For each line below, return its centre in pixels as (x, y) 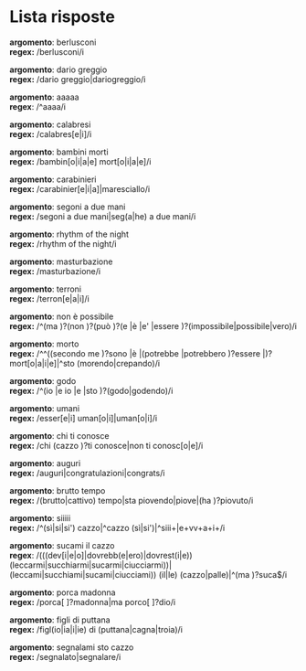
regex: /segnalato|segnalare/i (65, 656)
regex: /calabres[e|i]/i (51, 133)
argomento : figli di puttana (60, 620)
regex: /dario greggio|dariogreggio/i (78, 79)
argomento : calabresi (50, 124)
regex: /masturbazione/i (55, 271)
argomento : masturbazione (61, 261)
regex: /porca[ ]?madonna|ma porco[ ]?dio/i (93, 602)
